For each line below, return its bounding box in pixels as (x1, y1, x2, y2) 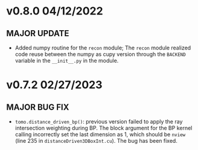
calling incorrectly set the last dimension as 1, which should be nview (14, 131, 186, 138)
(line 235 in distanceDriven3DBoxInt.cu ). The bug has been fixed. (14, 137, 178, 144)
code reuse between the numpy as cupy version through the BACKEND (14, 51, 186, 58)
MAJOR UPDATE (6, 28, 69, 39)
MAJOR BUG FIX (6, 102, 69, 112)
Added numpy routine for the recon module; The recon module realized (14, 44, 191, 51)
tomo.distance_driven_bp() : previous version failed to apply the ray (14, 118, 183, 125)
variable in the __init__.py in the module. (14, 57, 119, 64)
